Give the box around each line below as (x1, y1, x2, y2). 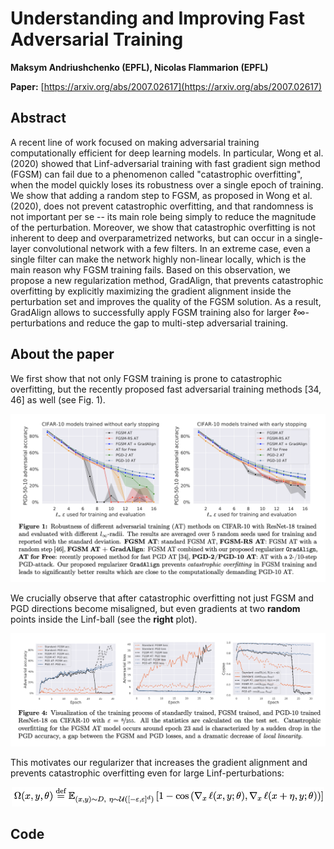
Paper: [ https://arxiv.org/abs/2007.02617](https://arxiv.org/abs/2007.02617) (10, 80, 323, 92)
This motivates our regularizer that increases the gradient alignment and (10, 756, 308, 768)
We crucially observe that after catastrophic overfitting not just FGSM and (10, 592, 315, 604)
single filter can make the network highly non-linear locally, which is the (10, 253, 307, 265)
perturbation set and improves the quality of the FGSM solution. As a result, (10, 295, 322, 307)
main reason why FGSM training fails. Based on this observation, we (10, 263, 291, 276)
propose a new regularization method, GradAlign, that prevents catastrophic (10, 274, 324, 286)
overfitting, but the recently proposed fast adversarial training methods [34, (10, 383, 322, 395)
